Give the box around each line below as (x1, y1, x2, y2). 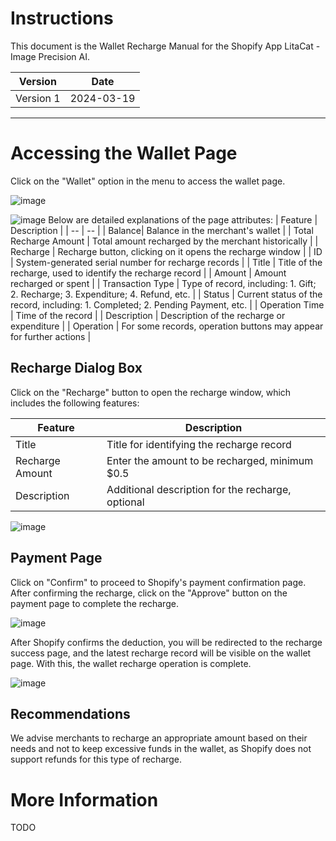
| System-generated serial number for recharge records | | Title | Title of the (10, 256, 323, 268)
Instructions (10, 7, 114, 30)
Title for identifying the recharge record (106, 437, 292, 451)
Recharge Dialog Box (10, 360, 143, 377)
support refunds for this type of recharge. (10, 753, 183, 766)
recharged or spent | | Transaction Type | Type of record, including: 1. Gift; (10, 277, 317, 289)
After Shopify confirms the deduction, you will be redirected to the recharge (10, 636, 323, 648)
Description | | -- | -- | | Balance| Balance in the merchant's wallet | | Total (10, 224, 314, 236)
